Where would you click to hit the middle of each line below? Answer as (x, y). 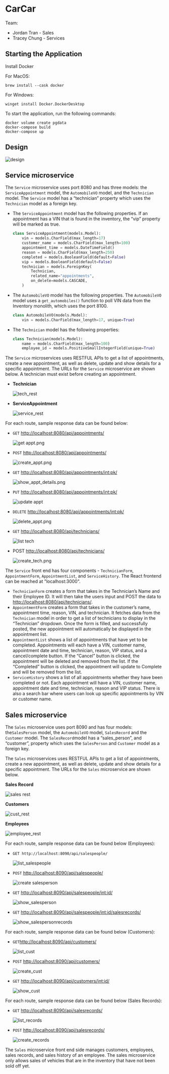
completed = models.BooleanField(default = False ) (74, 257)
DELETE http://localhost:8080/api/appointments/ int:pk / (68, 512)
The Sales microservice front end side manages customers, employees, (80, 1050)
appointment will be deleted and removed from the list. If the (75, 661)
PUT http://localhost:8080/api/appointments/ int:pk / (65, 492)
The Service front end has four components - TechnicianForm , (69, 570)
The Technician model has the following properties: (66, 330)
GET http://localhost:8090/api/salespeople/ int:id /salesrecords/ (77, 912)
